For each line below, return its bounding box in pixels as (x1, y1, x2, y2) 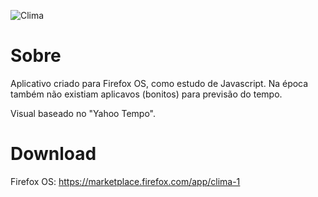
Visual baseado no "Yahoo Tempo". (10, 107, 156, 119)
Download (10, 143, 97, 165)
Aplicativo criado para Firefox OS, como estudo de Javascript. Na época (10, 77, 309, 89)
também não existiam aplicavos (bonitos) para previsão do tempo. (10, 88, 283, 100)
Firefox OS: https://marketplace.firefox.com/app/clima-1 (10, 175, 241, 187)
